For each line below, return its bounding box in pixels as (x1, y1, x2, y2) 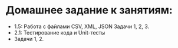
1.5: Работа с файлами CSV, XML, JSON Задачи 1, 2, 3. (14, 23, 150, 30)
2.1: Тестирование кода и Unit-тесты (14, 29, 106, 36)
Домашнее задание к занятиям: (5, 4, 173, 17)
